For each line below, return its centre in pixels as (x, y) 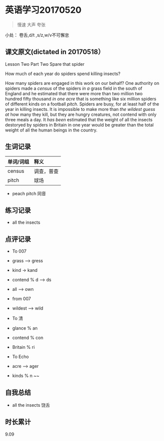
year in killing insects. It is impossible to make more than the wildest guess (80, 109)
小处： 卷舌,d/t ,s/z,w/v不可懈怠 (37, 35)
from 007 (21, 299)
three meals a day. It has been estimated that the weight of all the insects (79, 119)
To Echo (21, 357)
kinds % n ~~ (26, 376)
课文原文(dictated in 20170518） (55, 52)
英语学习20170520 (43, 10)
